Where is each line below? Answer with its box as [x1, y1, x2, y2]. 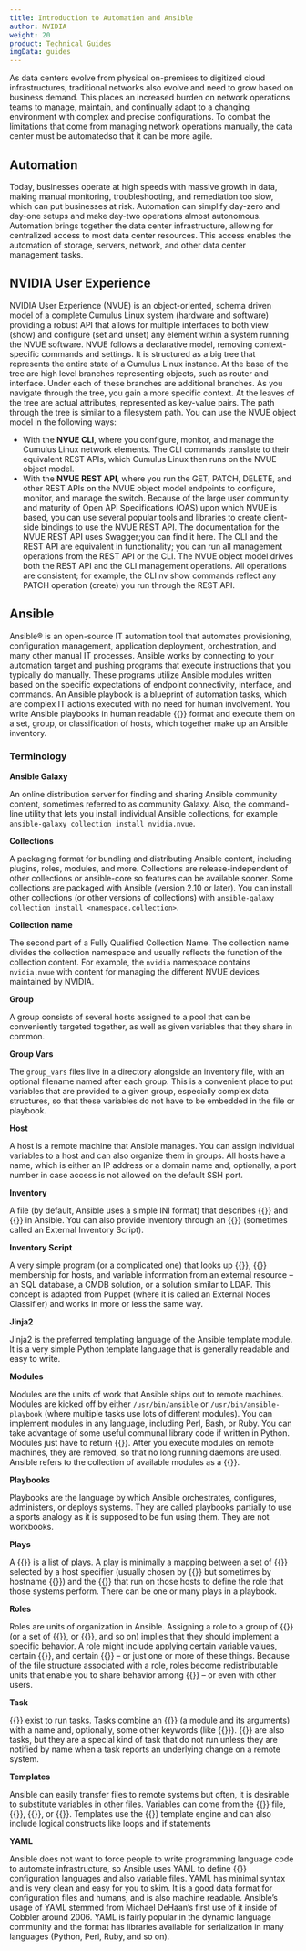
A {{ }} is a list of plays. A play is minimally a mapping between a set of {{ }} [9, 1556, 289, 1567]
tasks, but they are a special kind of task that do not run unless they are [9, 1734, 278, 1745]
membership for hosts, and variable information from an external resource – [9, 1269, 294, 1280]
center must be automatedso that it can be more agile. [9, 131, 213, 142]
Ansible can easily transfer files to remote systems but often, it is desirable [9, 1788, 290, 1799]
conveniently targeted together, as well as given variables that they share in [9, 1020, 293, 1032]
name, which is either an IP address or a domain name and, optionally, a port [9, 1159, 297, 1170]
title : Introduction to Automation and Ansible [9, 13, 194, 23]
